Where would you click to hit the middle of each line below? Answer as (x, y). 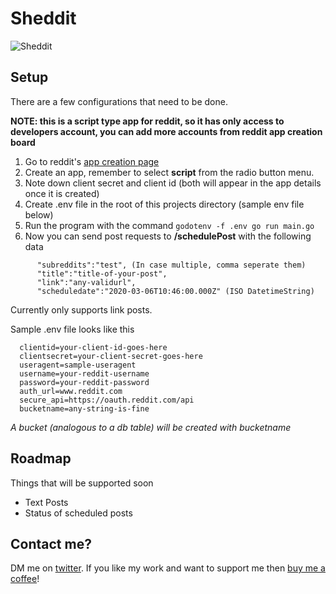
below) (39, 214)
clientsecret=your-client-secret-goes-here (111, 356)
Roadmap (41, 458)
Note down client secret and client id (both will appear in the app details (173, 183)
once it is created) (62, 193)
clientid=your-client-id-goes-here (93, 347)
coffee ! (25, 579)
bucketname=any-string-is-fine (84, 408)
